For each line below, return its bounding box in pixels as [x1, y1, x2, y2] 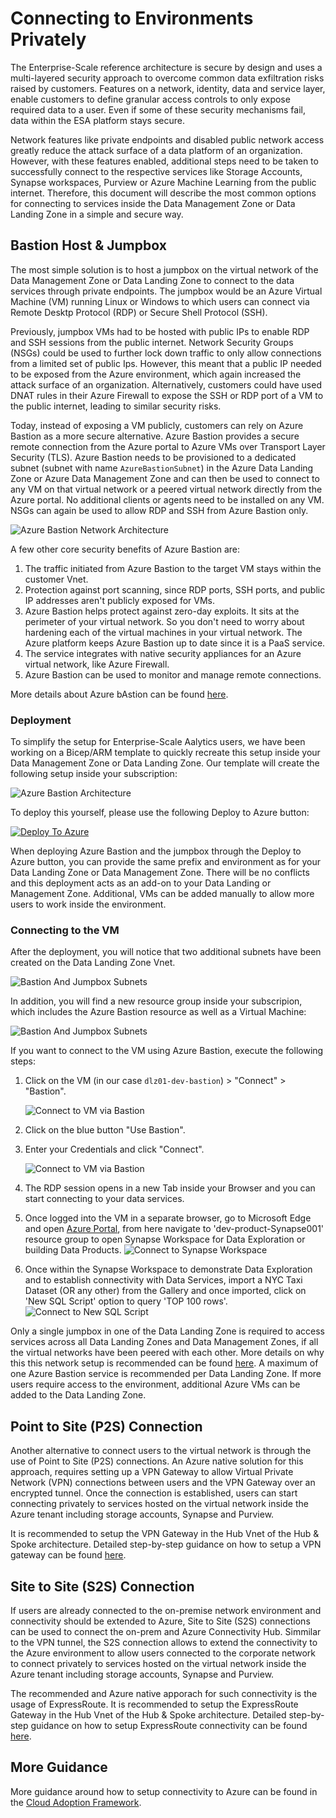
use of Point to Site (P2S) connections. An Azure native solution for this [10, 1455, 304, 1467]
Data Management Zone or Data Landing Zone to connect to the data [10, 274, 295, 286]
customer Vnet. [24, 573, 89, 585]
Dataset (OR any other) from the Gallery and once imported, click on [24, 1285, 307, 1297]
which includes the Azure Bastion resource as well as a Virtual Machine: [10, 1006, 307, 1018]
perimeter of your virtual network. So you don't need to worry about [24, 615, 305, 627]
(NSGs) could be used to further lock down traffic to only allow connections [10, 347, 322, 359]
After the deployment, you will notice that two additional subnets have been [10, 946, 322, 958]
